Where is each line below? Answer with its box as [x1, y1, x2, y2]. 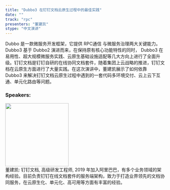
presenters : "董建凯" [5, 21, 49, 27]
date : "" [5, 12, 24, 17]
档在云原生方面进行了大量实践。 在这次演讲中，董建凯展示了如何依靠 [5, 66, 147, 72]
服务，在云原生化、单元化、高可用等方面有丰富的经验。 [9, 179, 125, 185]
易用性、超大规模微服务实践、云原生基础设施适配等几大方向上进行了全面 [5, 54, 156, 60]
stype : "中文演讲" [5, 26, 41, 31]
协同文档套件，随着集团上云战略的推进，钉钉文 [67, 60, 165, 66]
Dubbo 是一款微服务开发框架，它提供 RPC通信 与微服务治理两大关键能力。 [5, 41, 160, 47]
